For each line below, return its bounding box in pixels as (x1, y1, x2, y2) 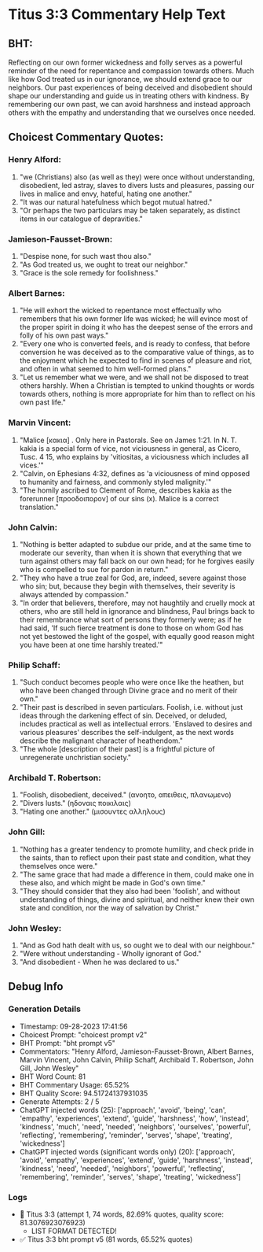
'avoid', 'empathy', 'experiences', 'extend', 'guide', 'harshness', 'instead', (19, 1155, 254, 1165)
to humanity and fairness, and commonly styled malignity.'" (19, 477, 212, 486)
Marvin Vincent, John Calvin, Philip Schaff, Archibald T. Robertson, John (19, 1054, 254, 1064)
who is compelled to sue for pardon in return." (19, 564, 169, 574)
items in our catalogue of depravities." (19, 214, 144, 223)
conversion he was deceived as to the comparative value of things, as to (19, 348, 254, 357)
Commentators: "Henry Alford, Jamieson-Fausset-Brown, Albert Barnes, (19, 1047, 254, 1056)
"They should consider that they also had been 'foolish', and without (19, 886, 241, 896)
